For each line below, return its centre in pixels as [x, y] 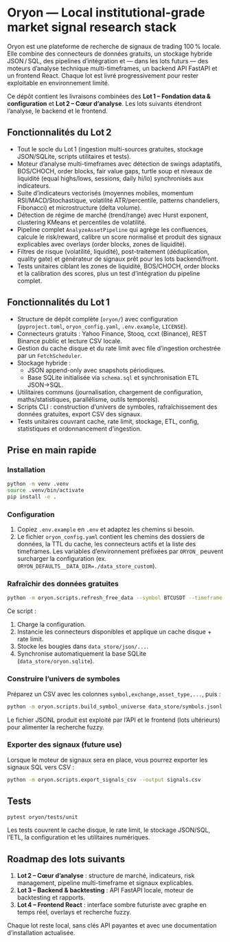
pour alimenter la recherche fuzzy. [56, 727]
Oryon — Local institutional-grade [106, 13]
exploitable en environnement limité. [58, 83]
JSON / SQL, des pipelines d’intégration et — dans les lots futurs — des [108, 61]
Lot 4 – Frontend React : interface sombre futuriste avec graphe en [112, 905]
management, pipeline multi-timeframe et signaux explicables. [105, 883]
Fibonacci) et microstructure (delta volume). [79, 207]
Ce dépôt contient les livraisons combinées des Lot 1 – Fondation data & [109, 96]
